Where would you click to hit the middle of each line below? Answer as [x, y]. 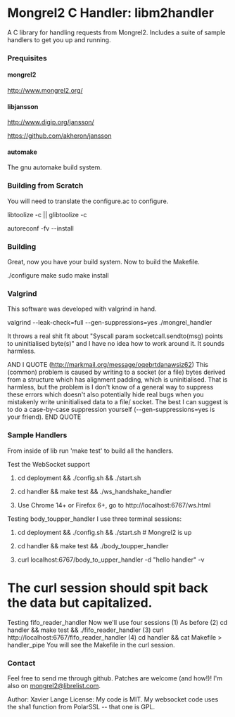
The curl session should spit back [108, 588]
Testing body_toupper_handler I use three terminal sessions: [94, 519]
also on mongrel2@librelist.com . [54, 685]
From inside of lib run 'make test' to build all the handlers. [90, 451]
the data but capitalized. [80, 603]
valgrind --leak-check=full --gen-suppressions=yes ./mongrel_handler [110, 323]
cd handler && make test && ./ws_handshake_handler [95, 491]
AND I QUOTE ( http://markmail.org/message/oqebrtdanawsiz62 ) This [108, 365]
